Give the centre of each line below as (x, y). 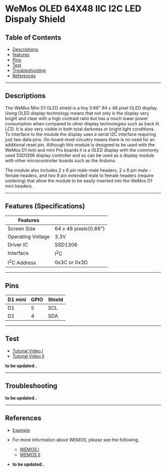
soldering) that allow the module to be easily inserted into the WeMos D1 (79, 180)
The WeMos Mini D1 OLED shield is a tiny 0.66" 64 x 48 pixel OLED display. (82, 108)
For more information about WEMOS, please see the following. (76, 440)
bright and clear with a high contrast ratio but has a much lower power (77, 118)
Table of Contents (33, 37)
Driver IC (18, 244)
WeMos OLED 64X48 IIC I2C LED (73, 9)
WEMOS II (30, 455)
